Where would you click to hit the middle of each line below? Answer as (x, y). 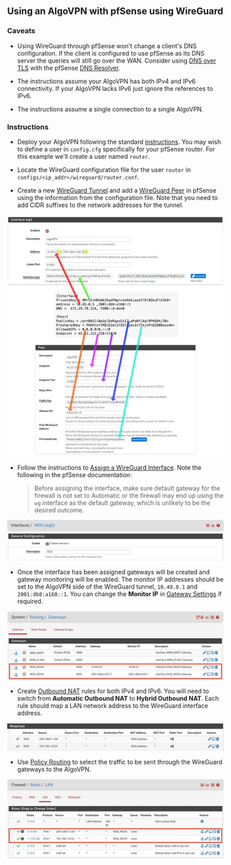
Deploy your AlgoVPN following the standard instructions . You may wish (119, 142)
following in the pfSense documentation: (74, 474)
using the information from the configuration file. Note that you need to (118, 197)
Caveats (21, 31)
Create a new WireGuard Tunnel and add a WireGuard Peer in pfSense (117, 190)
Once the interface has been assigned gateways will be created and (113, 572)
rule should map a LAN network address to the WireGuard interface (112, 705)
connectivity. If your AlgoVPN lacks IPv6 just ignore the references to (115, 88)
